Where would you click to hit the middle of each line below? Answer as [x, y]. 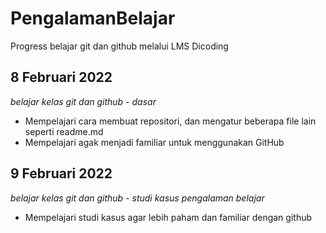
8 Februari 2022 [61, 77]
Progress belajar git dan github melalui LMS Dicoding [119, 46]
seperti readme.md [64, 131]
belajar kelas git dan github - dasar [83, 101]
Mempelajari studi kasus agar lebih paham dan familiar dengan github [168, 217]
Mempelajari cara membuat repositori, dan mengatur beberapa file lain [170, 121]
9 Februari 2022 [61, 173]
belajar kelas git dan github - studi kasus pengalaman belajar [137, 198]
